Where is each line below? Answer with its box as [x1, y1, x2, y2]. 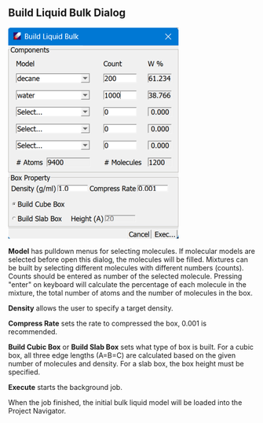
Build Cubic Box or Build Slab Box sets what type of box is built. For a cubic [8, 342, 254, 351]
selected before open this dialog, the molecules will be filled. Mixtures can [8, 255, 249, 264]
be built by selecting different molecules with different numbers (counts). [8, 263, 245, 272]
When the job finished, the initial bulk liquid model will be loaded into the [8, 397, 243, 407]
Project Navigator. [8, 406, 67, 415]
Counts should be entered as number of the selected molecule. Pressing [8, 271, 243, 281]
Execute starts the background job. [8, 382, 123, 392]
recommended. [8, 326, 57, 337]
